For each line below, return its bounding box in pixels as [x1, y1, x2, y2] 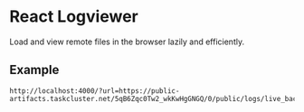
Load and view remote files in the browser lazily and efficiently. [9, 36, 245, 47]
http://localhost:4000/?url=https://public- [9, 86, 180, 96]
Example [9, 62, 60, 78]
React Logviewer [9, 6, 138, 27]
